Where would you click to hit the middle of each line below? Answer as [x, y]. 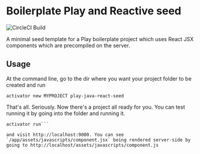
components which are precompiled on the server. [68, 45]
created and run [26, 85]
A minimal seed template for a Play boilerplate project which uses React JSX [100, 39]
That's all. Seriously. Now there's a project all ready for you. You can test [96, 107]
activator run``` [28, 124]
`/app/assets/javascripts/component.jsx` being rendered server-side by [99, 140]
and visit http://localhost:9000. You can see [65, 135]
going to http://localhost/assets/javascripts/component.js [83, 145]
